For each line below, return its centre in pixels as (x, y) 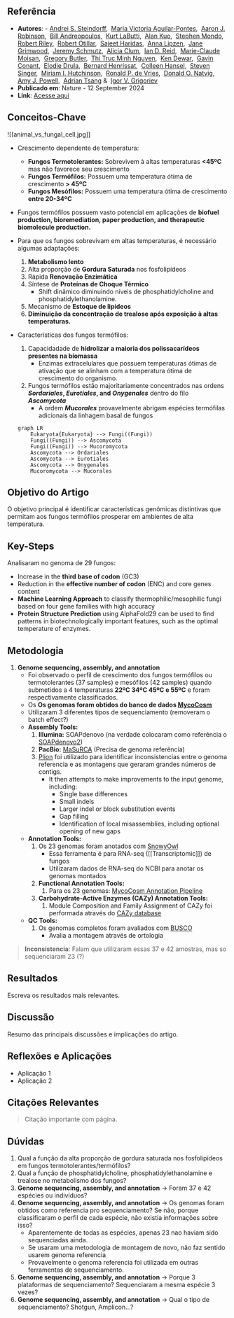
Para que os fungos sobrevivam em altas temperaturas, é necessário (117, 240)
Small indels (77, 802)
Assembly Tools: (53, 727)
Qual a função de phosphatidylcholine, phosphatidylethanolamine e (115, 1173)
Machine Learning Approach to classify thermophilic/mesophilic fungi (119, 599)
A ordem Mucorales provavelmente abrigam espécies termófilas (132, 408)
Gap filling (74, 817)
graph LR (30, 428)
